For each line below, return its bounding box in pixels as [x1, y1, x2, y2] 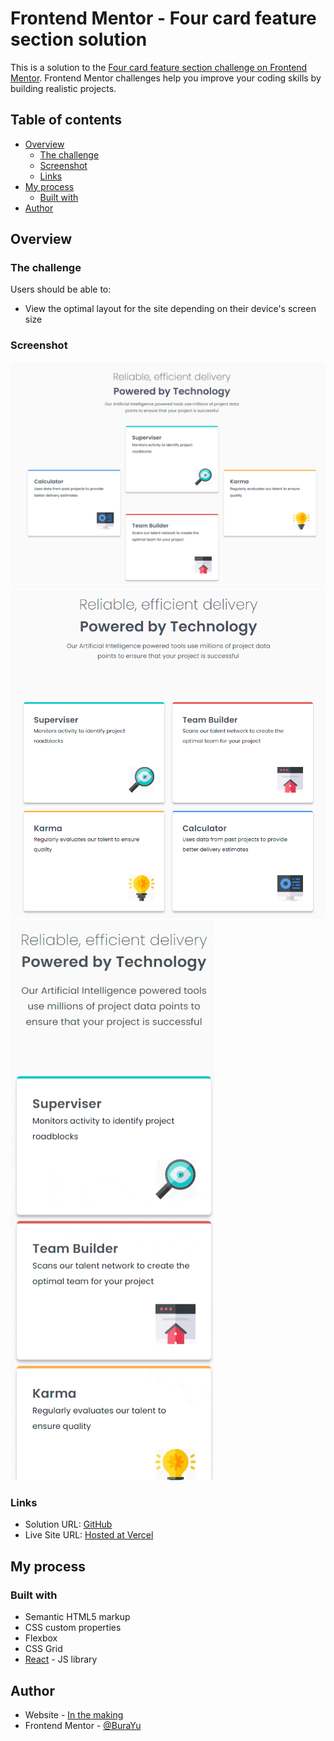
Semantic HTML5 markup [24, 1611, 131, 1623]
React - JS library [24, 1653, 98, 1666]
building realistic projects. [10, 82, 117, 94]
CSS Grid [24, 1643, 63, 1655]
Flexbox [24, 1632, 58, 1644]
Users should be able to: [10, 283, 112, 296]
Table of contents [10, 112, 122, 129]
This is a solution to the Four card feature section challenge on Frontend [10, 61, 308, 73]
